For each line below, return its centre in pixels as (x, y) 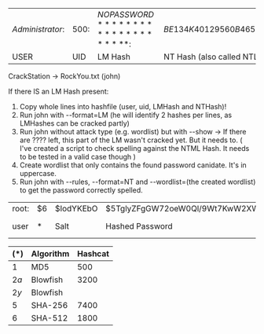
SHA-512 (49, 318)
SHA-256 (49, 305)
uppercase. (38, 173)
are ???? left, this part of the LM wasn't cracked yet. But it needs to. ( (131, 140)
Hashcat (93, 253)
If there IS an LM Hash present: (59, 91)
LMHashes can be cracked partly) (74, 123)
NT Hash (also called (202, 57)
